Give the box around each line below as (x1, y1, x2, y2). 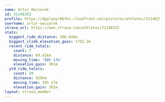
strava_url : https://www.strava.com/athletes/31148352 (4, 25, 120, 30)
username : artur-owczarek (4, 21, 58, 26)
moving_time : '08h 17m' (13, 57, 63, 62)
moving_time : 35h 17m (13, 80, 58, 85)
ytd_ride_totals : (9, 67, 45, 72)
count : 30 (13, 71, 34, 76)
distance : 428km (13, 76, 47, 80)
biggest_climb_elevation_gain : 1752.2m (9, 39, 91, 44)
